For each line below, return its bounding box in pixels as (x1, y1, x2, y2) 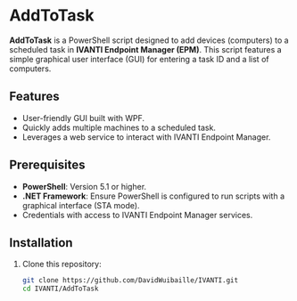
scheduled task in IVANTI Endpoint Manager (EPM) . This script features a (9, 44, 283, 54)
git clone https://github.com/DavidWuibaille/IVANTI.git (21, 276, 239, 285)
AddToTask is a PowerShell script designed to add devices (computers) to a (9, 35, 289, 45)
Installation (9, 235, 73, 250)
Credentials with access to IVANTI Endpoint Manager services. (21, 209, 253, 220)
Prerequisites (9, 158, 86, 173)
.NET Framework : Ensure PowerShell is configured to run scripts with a (21, 191, 285, 201)
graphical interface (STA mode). (21, 199, 140, 210)
